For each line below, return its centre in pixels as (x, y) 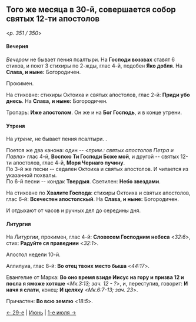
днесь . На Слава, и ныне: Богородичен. (57, 101)
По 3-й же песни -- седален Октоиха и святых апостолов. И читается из (97, 169)
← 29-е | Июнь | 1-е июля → (41, 313)
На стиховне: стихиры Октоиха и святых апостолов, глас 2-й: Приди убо (98, 95)
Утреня (16, 126)
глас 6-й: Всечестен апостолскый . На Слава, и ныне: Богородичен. (93, 199)
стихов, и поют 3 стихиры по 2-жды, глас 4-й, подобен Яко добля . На (94, 66)
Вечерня (17, 46)
